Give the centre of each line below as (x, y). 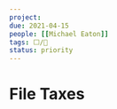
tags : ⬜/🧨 (29, 42)
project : (25, 17)
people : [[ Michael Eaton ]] (59, 34)
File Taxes (47, 94)
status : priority (41, 51)
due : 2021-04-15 (39, 26)
